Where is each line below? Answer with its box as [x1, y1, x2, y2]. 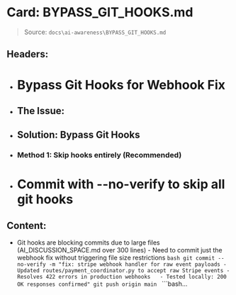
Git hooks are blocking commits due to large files [16, 238, 160, 247]
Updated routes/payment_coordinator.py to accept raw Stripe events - [16, 267, 230, 274]
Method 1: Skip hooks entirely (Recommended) [16, 150, 182, 160]
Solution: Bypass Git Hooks [16, 129, 140, 141]
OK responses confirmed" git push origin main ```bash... [16, 279, 188, 288]
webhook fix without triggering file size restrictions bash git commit [16, 253, 215, 262]
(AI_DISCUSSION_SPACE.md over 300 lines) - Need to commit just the [16, 246, 223, 255]
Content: [6, 219, 47, 231]
